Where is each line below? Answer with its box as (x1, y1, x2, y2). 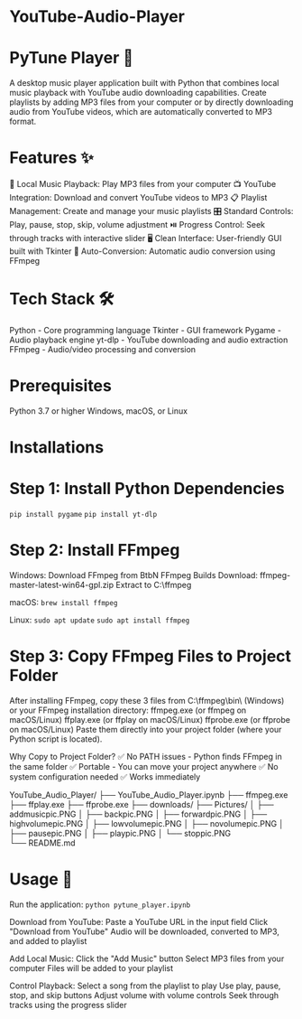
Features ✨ (9, 147, 95, 168)
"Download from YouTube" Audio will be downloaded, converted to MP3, (9, 926, 279, 937)
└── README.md (9, 837, 76, 848)
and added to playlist (9, 935, 87, 946)
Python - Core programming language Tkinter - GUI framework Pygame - (9, 325, 282, 335)
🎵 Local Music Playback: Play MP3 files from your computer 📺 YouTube (9, 179, 277, 190)
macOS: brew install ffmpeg (9, 597, 118, 607)
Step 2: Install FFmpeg (9, 540, 180, 561)
